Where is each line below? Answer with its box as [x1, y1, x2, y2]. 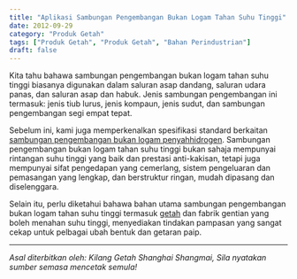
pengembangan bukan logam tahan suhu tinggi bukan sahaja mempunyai [9, 143, 277, 155]
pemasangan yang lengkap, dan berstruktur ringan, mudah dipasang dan [9, 172, 276, 182]
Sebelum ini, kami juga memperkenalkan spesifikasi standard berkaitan [9, 125, 268, 136]
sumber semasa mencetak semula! [9, 262, 138, 273]
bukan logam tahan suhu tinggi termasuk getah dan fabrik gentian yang [9, 208, 270, 219]
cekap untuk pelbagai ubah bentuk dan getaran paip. [9, 227, 202, 237]
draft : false [9, 46, 57, 55]
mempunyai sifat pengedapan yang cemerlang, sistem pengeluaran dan [9, 163, 271, 174]
